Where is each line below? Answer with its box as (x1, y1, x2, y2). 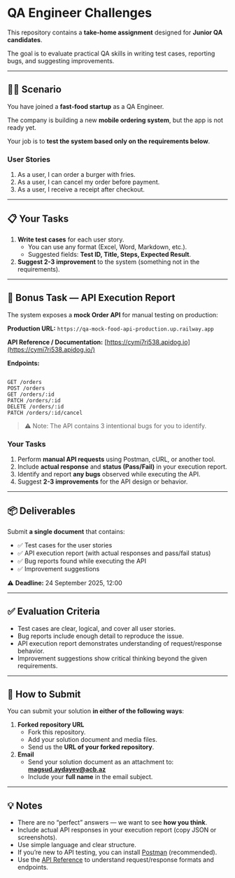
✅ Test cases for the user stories (17, 540, 113, 549)
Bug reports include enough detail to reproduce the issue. (17, 632, 184, 640)
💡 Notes (7, 799, 43, 811)
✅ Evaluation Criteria (7, 606, 100, 618)
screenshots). (17, 833, 57, 842)
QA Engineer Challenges (7, 5, 152, 21)
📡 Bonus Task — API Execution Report (7, 292, 176, 304)
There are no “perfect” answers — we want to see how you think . (17, 818, 208, 827)
